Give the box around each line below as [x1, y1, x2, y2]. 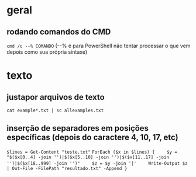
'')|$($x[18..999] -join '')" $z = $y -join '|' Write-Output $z [6, 160, 188, 166]
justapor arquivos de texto [6, 92, 105, 102]
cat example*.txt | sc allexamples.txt [6, 107, 104, 113]
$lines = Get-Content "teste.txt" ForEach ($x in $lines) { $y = [6, 149, 178, 155]
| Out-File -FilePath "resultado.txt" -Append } [6, 165, 128, 171]
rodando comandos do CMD [6, 27, 111, 37]
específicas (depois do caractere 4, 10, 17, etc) [6, 133, 178, 143]
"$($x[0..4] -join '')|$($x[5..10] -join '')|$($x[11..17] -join [6, 154, 169, 160]
